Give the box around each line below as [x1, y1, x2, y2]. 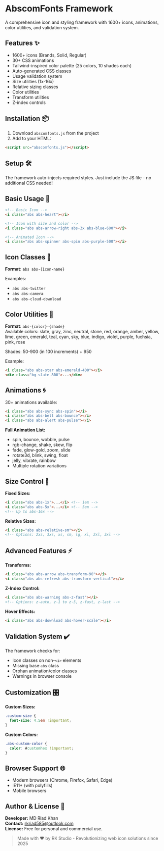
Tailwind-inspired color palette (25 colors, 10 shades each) [12, 62, 132, 68]
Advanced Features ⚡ [5, 547, 72, 555]
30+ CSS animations [12, 57, 54, 63]
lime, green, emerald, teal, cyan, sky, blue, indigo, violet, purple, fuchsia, [5, 334, 152, 340]
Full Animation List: [5, 427, 46, 433]
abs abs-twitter [12, 286, 46, 291]
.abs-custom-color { [5, 741, 48, 746]
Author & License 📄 [5, 802, 65, 810]
